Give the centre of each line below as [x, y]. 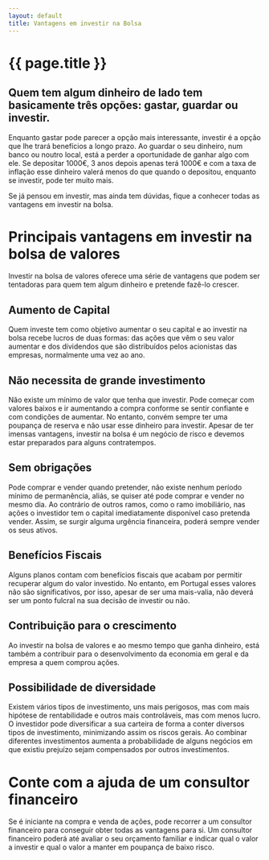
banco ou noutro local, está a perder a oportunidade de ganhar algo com [129, 155]
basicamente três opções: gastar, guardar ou [123, 105]
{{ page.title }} [58, 63]
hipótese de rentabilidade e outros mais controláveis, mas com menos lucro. [134, 715]
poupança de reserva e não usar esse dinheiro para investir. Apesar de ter [131, 426]
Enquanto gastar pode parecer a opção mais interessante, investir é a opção [134, 137]
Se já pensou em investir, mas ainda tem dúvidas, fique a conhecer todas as [134, 196]
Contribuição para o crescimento [92, 626]
